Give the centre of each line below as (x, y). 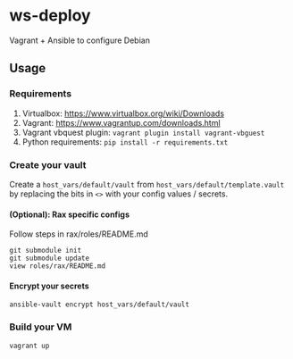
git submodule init (46, 251)
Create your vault (48, 164)
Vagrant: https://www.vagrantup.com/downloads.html (121, 122)
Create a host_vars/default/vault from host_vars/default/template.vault (147, 184)
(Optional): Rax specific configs (70, 214)
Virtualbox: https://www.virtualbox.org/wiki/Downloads (123, 113)
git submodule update (50, 259)
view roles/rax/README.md (57, 266)
